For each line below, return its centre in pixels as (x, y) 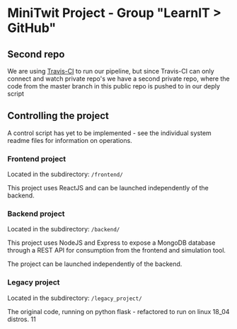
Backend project (36, 214)
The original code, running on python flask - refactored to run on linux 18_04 (118, 311)
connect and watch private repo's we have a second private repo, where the (118, 79)
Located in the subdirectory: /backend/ (64, 229)
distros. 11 (22, 319)
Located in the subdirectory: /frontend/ (65, 174)
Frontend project (37, 158)
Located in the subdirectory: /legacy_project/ (75, 298)
